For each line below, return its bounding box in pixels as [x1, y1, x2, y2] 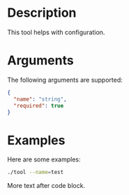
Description [7, 5, 77, 21]
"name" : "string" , [13, 96, 68, 103]
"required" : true [13, 102, 64, 109]
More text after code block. [7, 182, 86, 190]
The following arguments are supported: [7, 75, 123, 84]
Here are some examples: [7, 155, 82, 164]
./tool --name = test [7, 169, 64, 176]
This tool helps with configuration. [7, 28, 105, 36]
